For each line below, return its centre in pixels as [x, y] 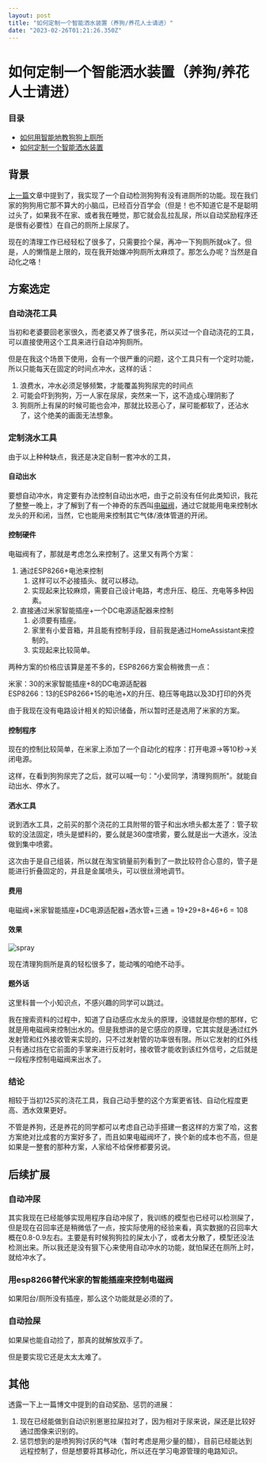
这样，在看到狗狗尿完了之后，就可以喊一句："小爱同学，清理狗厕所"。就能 [129, 776]
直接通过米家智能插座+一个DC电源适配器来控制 [97, 610]
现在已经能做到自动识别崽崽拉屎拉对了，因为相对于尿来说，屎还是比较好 [137, 1421]
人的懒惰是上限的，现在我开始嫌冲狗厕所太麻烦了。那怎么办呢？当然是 [136, 251]
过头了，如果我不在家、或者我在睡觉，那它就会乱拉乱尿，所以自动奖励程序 [129, 215]
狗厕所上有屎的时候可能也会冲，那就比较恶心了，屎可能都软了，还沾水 [134, 406]
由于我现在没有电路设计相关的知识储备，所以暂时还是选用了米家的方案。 [126, 711]
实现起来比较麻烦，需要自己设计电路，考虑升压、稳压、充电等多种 [139, 590]
